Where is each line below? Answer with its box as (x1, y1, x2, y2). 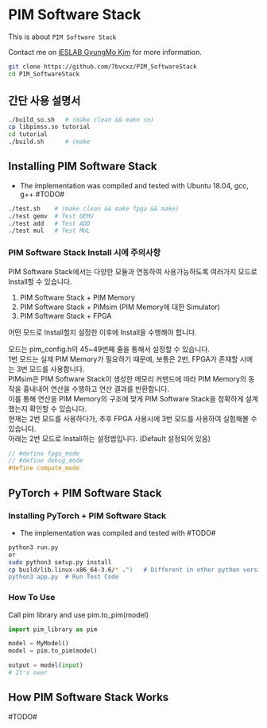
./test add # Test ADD (8, 219, 91, 227)
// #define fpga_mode (8, 449, 80, 458)
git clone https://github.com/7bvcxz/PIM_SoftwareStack (8, 62, 197, 71)
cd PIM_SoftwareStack (8, 70, 80, 78)
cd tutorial (8, 130, 48, 138)
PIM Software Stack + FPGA (19, 311, 112, 320)
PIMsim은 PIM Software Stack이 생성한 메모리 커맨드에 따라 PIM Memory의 (8, 374, 247, 383)
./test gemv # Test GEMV (8, 212, 94, 220)
